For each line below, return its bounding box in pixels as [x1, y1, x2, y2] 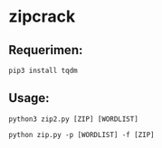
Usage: [8, 90, 51, 106]
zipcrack [8, 6, 76, 27]
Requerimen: [8, 42, 83, 58]
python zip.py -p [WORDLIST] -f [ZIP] [8, 130, 155, 139]
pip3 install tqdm [8, 66, 78, 75]
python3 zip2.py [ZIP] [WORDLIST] [8, 115, 139, 124]
